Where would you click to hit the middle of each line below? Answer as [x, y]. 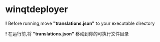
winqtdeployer [37, 9]
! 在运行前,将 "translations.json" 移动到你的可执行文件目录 [67, 33]
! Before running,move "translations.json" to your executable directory [80, 23]
